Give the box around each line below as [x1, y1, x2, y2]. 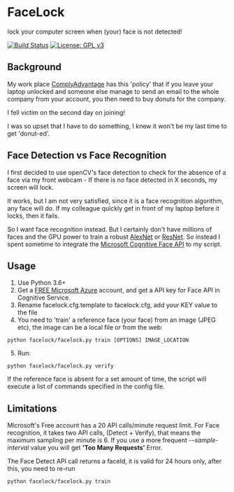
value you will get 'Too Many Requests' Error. [30, 444, 163, 452]
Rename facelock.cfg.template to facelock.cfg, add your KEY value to [17, 301, 218, 309]
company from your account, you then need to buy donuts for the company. [7, 94, 226, 103]
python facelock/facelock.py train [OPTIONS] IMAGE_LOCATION [7, 337, 189, 344]
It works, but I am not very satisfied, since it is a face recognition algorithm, [7, 197, 224, 205]
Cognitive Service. [17, 293, 71, 302]
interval [7, 444, 29, 452]
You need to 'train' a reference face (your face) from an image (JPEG [17, 316, 217, 324]
